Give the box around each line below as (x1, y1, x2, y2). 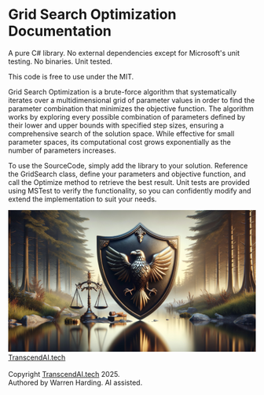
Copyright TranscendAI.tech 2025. (8, 369, 120, 378)
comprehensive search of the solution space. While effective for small (8, 128, 235, 138)
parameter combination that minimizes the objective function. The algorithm (8, 104, 254, 113)
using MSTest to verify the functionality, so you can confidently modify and (8, 186, 251, 195)
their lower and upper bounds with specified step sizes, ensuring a (8, 120, 224, 130)
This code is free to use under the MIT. (8, 72, 134, 81)
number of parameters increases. (8, 146, 116, 155)
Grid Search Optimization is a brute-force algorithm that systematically (8, 87, 237, 96)
